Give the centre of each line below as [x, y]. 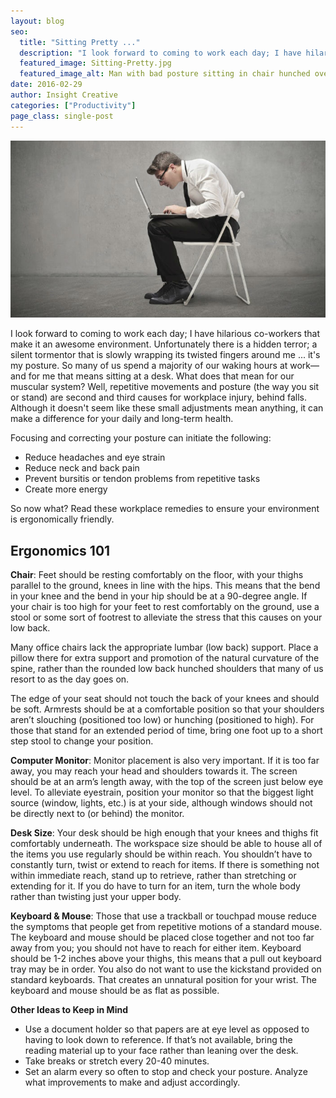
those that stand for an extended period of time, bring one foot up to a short [166, 730]
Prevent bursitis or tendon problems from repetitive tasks [142, 479]
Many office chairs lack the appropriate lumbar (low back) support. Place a [164, 647]
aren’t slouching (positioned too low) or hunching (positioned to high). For [162, 719]
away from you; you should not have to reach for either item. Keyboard [156, 947]
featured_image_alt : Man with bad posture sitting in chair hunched [165, 74]
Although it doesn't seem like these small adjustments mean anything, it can [167, 408]
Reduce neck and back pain [82, 468]
